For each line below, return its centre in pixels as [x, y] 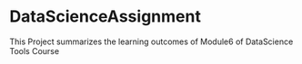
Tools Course [35, 50]
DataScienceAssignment [106, 17]
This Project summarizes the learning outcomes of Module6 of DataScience [151, 41]
